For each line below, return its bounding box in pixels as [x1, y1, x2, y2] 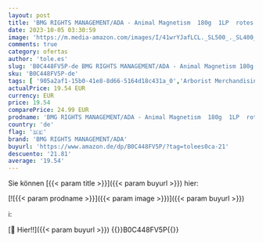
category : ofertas [8, 48, 68, 56]
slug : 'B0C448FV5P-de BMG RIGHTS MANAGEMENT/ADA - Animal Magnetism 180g [8, 63, 254, 70]
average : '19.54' [8, 157, 65, 165]
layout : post [8, 11, 51, 20]
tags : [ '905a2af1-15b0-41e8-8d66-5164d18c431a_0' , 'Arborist [8, 77, 212, 85]
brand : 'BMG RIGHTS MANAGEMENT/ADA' [8, 135, 128, 143]
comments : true [8, 41, 58, 49]
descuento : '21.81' [8, 150, 72, 157]
